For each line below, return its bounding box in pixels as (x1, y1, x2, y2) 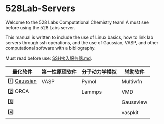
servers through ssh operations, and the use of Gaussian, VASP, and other (5, 39, 159, 45)
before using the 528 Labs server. (5, 24, 75, 30)
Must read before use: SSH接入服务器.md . (5, 55, 92, 61)
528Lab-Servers (5, 3, 76, 14)
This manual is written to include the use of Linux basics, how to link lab (5, 34, 154, 40)
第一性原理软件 (41, 68, 77, 75)
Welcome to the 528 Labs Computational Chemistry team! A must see (5, 19, 149, 25)
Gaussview (121, 99, 148, 106)
